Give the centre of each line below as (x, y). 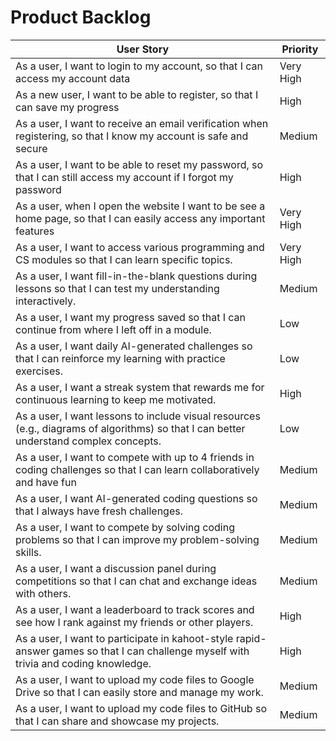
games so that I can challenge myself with (151, 651)
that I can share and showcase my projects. (117, 721)
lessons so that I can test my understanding (117, 288)
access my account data (73, 78)
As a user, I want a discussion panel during (116, 568)
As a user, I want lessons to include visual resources (138, 416)
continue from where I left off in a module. (113, 329)
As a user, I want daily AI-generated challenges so (134, 346)
